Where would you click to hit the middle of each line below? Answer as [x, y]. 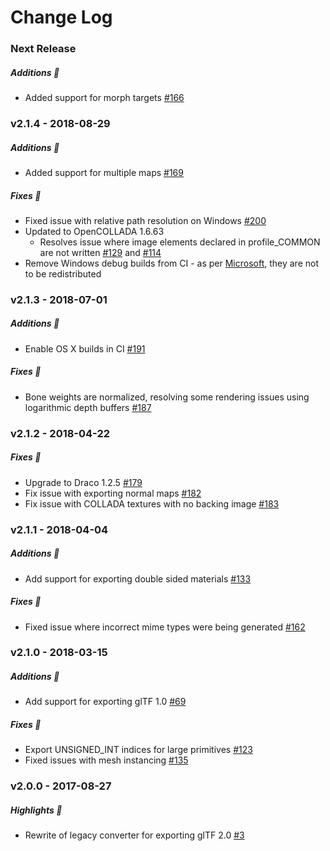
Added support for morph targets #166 [104, 98]
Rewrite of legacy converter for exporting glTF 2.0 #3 [134, 835]
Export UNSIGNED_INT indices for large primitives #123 [138, 750]
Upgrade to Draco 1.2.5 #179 [83, 482]
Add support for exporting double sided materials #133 [138, 578]
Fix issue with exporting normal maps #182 [113, 493]
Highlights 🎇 [36, 810]
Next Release [43, 49]
